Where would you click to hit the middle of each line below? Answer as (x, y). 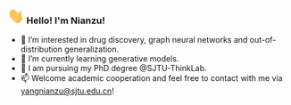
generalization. (91, 49)
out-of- (263, 40)
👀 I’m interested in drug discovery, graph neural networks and (134, 40)
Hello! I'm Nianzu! (66, 20)
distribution (42, 49)
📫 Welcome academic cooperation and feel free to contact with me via (151, 78)
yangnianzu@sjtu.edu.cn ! (67, 91)
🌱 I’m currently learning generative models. (100, 59)
